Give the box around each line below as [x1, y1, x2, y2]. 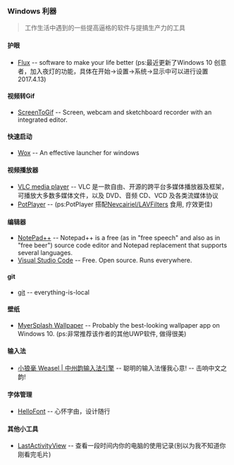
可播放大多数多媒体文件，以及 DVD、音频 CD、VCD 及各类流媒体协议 [17, 192, 218, 200]
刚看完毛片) [17, 450, 51, 459]
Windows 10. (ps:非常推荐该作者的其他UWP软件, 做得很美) [17, 329, 187, 337]
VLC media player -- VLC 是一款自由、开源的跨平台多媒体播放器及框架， [17, 182, 228, 191]
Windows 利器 [7, 6, 57, 15]
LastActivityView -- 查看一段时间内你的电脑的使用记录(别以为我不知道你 [17, 442, 226, 450]
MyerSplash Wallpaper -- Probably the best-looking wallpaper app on [17, 321, 220, 329]
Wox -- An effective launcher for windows [17, 148, 140, 156]
